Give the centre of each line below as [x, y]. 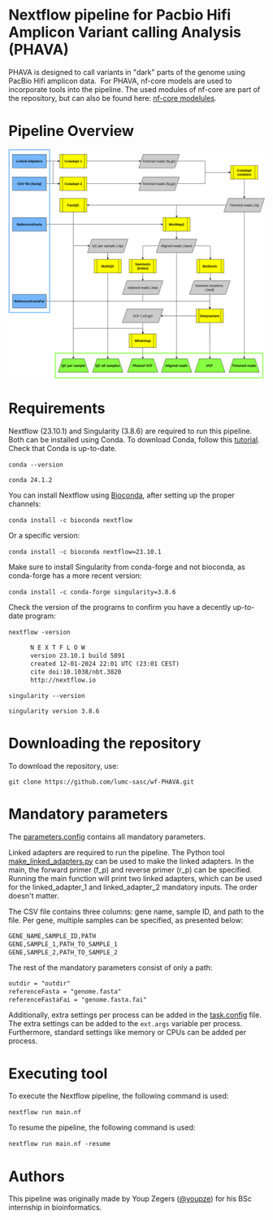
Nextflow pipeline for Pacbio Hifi [120, 15]
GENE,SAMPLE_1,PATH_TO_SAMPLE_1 [63, 944]
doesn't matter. [34, 895]
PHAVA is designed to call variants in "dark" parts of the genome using [127, 72]
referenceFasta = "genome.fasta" [65, 991]
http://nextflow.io [63, 680]
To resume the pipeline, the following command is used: [102, 1128]
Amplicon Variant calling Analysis [125, 32]
